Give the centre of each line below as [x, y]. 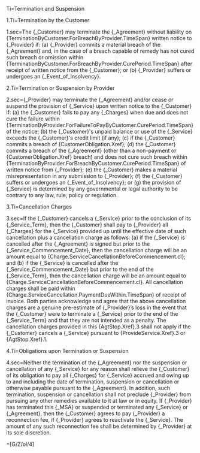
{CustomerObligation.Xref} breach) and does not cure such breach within [97, 157]
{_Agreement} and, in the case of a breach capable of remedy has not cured [100, 51]
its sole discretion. [29, 433]
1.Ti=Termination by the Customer [48, 20]
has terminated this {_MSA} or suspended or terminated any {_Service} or [97, 407]
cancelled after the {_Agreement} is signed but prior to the [78, 244]
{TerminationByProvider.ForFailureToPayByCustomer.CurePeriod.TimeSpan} [100, 125]
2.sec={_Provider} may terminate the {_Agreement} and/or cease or [90, 99]
